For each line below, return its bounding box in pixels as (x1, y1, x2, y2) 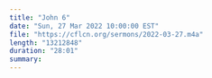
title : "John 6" (9, 13, 70, 22)
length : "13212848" (9, 38, 83, 48)
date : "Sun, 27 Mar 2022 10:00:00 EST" (9, 22, 160, 30)
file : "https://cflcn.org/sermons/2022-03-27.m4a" (9, 30, 204, 39)
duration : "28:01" (9, 47, 78, 56)
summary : (9, 55, 42, 64)
